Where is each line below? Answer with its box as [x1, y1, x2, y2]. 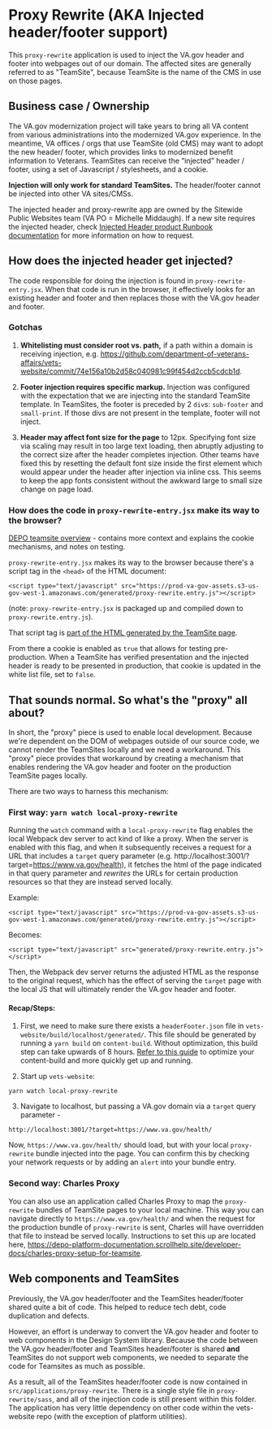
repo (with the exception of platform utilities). [36, 1411, 188, 1421]
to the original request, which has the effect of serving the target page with [8, 976, 261, 985]
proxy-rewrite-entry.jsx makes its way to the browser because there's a [8, 557, 254, 567]
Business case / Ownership [8, 99, 150, 113]
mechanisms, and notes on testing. [8, 542, 126, 552]
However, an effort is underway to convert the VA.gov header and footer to [8, 1326, 259, 1336]
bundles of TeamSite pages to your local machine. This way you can [36, 1204, 265, 1214]
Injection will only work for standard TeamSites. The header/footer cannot [8, 180, 261, 190]
